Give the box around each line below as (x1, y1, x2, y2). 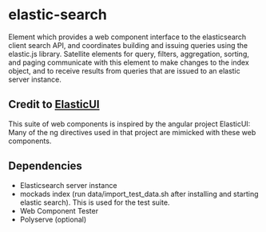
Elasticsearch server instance (19, 180, 117, 190)
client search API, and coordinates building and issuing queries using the (8, 40, 248, 50)
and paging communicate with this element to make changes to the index (8, 58, 249, 67)
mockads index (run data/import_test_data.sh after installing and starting (19, 189, 259, 198)
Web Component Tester (19, 206, 98, 215)
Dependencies (8, 159, 82, 173)
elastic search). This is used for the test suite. (19, 198, 170, 207)
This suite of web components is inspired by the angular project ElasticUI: (8, 118, 251, 129)
